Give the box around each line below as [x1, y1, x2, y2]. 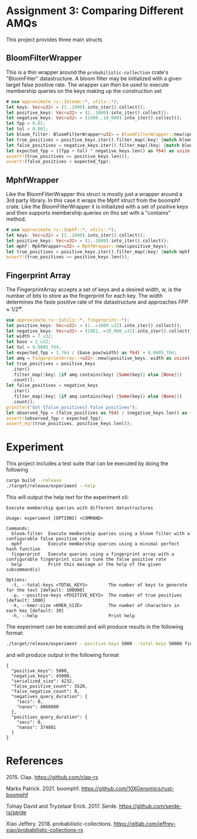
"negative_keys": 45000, [11, 673, 72, 679]
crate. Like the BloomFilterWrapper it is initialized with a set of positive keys [6, 203, 189, 210]
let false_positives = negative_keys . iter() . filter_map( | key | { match [6, 142, 180, 148]
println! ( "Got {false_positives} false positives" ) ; [6, 404, 138, 410]
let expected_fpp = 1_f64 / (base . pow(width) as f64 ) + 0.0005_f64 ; [6, 350, 177, 356]
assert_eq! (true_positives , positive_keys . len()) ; [6, 421, 133, 427]
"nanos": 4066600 [16, 703, 59, 710]
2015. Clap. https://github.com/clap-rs [6, 773, 98, 780]
